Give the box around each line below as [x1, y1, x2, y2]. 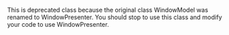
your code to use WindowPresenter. [7, 21, 109, 28]
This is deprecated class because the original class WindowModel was [7, 6, 208, 14]
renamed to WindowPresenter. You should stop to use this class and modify [7, 13, 223, 21]
